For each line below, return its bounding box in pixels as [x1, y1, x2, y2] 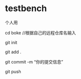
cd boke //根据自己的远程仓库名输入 [5, 30, 76, 35]
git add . [5, 49, 22, 55]
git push [5, 68, 22, 74]
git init [5, 39, 18, 45]
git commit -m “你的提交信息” [5, 59, 64, 64]
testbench [5, 3, 47, 14]
